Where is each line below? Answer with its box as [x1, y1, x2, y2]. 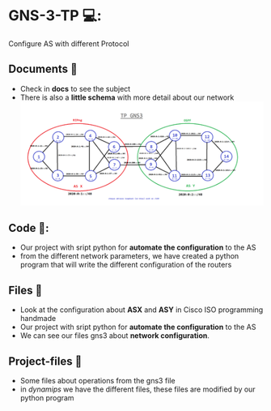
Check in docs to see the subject [19, 83, 131, 93]
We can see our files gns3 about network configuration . [19, 331, 210, 340]
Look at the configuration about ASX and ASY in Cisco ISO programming [19, 305, 264, 315]
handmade [19, 314, 57, 323]
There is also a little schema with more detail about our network [19, 92, 235, 102]
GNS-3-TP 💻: [8, 6, 103, 25]
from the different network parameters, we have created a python [19, 251, 239, 261]
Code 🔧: [8, 221, 49, 235]
